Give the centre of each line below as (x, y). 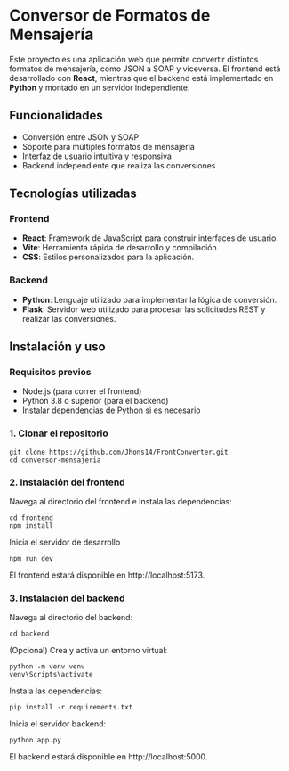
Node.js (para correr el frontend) (82, 391)
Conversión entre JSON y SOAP (80, 137)
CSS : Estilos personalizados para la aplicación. (108, 257)
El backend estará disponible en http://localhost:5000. (108, 757)
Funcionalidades (56, 115)
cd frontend (31, 518)
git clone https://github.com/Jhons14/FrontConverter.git (119, 452)
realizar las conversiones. (69, 318)
